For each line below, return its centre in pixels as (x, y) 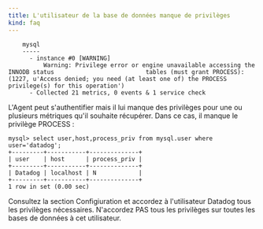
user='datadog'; (35, 145)
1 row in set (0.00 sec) (49, 187)
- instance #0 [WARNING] (70, 58)
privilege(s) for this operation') (67, 86)
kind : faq (24, 23)
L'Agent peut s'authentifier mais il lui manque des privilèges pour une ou (125, 107)
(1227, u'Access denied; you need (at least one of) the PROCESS (117, 79)
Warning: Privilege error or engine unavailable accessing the (149, 65)
